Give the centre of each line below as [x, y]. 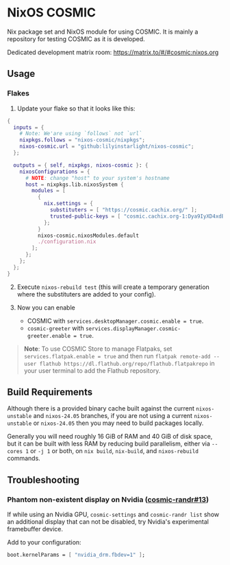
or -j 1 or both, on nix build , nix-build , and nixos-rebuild [114, 451]
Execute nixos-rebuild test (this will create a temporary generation [113, 287]
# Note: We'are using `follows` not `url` [81, 134]
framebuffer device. [35, 529]
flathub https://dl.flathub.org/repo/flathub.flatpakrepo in [127, 363]
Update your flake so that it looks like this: [76, 108]
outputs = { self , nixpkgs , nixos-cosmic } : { [81, 165]
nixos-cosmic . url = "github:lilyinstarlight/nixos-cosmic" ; [107, 147]
